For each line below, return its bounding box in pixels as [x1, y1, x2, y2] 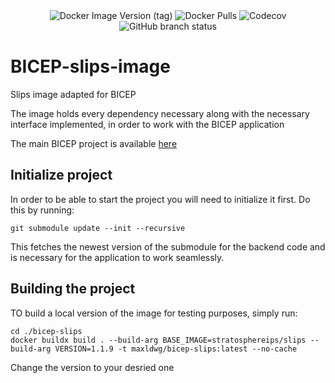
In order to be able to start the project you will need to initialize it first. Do [10, 193, 311, 205]
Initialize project [10, 167, 113, 184]
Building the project [10, 280, 136, 298]
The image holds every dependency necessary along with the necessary [10, 107, 310, 119]
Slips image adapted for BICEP [10, 88, 137, 100]
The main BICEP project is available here [10, 137, 178, 149]
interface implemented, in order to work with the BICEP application [10, 118, 285, 130]
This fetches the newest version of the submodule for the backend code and [10, 240, 326, 253]
